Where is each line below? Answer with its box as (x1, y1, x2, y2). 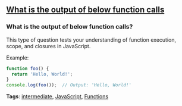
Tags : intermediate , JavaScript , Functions (6, 93, 109, 100)
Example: (6, 54, 29, 61)
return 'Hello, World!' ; (11, 71, 73, 77)
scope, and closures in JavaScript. (6, 42, 91, 49)
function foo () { (6, 66, 49, 71)
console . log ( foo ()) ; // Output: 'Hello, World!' (6, 82, 132, 88)
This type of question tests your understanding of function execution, (6, 36, 177, 43)
